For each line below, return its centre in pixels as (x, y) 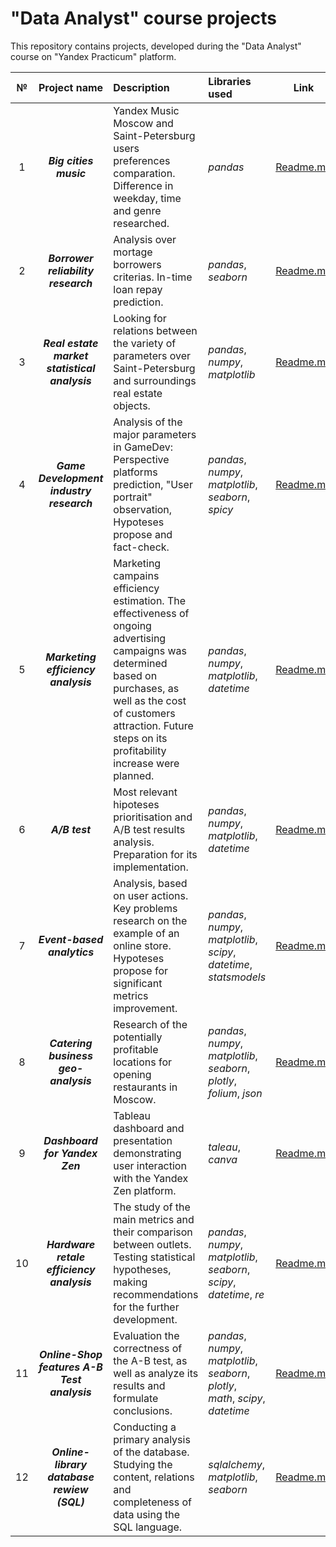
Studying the (143, 1464)
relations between (155, 330)
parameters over (152, 355)
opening (132, 1074)
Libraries (230, 81)
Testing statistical (154, 1257)
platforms (135, 472)
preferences (142, 160)
